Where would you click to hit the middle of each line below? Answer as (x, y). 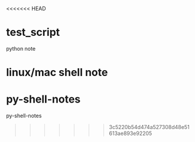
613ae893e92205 (131, 133)
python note (21, 48)
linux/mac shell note (57, 72)
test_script (33, 32)
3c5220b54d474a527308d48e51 (149, 127)
